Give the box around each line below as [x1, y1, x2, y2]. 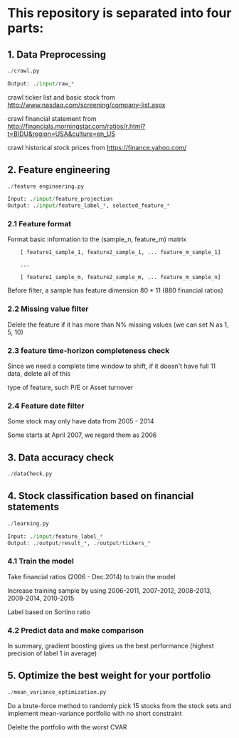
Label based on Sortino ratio [7, 607, 91, 616]
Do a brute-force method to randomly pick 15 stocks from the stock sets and [7, 701, 231, 710]
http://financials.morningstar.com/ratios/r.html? [7, 122, 146, 130]
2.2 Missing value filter [7, 304, 89, 314]
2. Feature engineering [7, 164, 110, 176]
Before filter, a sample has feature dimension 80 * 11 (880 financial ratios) [7, 286, 224, 295]
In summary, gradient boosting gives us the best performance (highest [7, 642, 215, 650]
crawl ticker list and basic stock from [7, 93, 115, 101]
